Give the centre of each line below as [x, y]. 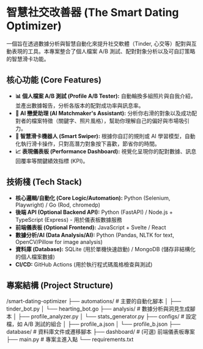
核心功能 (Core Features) [54, 80]
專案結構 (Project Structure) [60, 285]
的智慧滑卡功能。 [28, 59]
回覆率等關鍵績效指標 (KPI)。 [52, 161]
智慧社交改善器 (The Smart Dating [93, 13]
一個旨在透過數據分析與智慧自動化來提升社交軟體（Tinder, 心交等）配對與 [99, 43]
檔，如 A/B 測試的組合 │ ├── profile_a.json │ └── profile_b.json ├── [94, 324]
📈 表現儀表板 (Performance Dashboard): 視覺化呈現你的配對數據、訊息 [106, 151]
